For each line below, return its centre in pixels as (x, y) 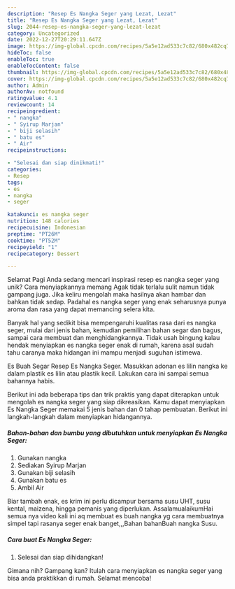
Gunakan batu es (42, 481)
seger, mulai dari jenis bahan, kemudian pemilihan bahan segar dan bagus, (115, 330)
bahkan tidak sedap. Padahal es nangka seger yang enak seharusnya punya (117, 302)
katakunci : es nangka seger (48, 215)
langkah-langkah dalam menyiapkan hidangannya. (80, 417)
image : (17, 46)
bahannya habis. (31, 381)
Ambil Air (30, 488)
